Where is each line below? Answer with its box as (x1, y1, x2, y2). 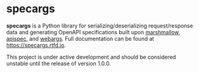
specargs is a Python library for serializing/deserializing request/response (6, 22, 194, 29)
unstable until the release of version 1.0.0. (6, 60, 111, 67)
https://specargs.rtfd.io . (6, 41, 66, 49)
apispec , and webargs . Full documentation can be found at (6, 35, 154, 42)
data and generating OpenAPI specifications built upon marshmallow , (6, 28, 181, 35)
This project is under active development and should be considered (6, 53, 176, 60)
